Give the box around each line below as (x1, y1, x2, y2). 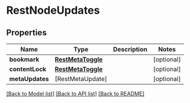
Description (113, 46, 148, 53)
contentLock (9, 65, 46, 73)
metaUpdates (9, 75, 49, 83)
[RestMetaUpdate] (54, 75, 107, 83)
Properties (6, 28, 47, 38)
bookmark (9, 55, 39, 63)
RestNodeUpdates (6, 4, 100, 17)
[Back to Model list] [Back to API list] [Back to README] (6, 90, 145, 97)
